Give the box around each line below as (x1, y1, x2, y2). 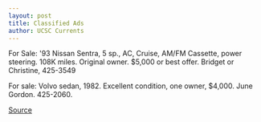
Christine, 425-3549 (8, 66, 76, 75)
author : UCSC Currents (8, 26, 84, 35)
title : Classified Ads (8, 19, 84, 27)
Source (8, 105, 32, 115)
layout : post (8, 11, 52, 20)
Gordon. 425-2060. (8, 90, 73, 100)
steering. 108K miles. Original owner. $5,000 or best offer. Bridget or (8, 57, 234, 67)
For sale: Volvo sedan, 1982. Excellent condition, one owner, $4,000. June (8, 81, 253, 91)
